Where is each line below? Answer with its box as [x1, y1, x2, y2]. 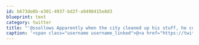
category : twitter [6, 19, 52, 25]
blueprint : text [6, 14, 46, 20]
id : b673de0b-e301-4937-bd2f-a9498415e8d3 [6, 8, 113, 15]
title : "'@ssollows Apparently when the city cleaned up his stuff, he [6, 25, 187, 31]
